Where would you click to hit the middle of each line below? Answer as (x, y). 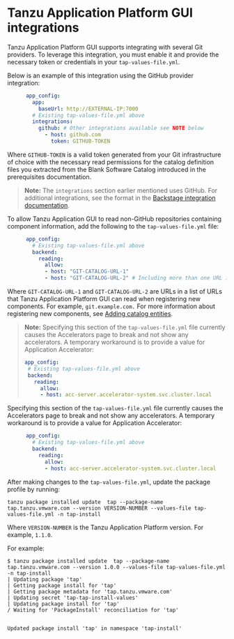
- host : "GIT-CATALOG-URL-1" (87, 272)
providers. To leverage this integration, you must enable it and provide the (113, 55)
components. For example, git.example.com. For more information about (111, 306)
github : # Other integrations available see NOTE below (121, 128)
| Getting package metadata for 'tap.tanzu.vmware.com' (90, 591)
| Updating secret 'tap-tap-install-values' (73, 598)
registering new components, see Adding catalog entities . (90, 314)
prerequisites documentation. (49, 177)
